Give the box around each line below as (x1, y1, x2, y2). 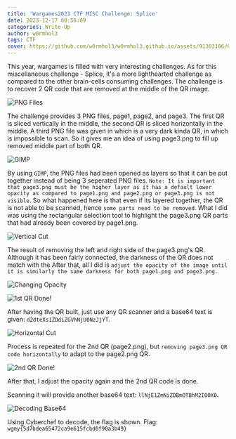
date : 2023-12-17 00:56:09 (7, 17, 86, 24)
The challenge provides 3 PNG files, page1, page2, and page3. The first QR (7, 112, 225, 120)
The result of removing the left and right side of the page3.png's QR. (7, 246, 206, 254)
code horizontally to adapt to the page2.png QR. (7, 350, 150, 358)
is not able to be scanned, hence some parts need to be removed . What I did (7, 204, 228, 211)
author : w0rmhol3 (7, 30, 58, 37)
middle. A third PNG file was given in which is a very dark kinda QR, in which (7, 127, 228, 135)
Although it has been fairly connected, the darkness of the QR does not (7, 254, 214, 261)
